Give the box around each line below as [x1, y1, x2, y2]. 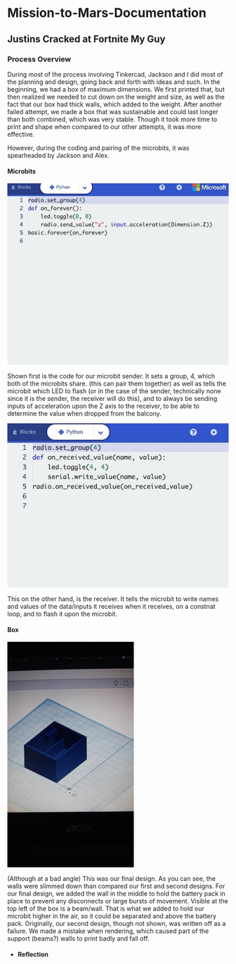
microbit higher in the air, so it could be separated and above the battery [7, 911, 216, 920]
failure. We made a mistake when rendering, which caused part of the [7, 927, 209, 935]
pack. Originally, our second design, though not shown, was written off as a [7, 919, 226, 927]
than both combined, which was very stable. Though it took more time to [7, 115, 218, 123]
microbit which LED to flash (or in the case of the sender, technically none [7, 386, 221, 395]
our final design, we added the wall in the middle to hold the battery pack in [7, 889, 226, 898]
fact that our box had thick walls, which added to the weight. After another [7, 100, 223, 109]
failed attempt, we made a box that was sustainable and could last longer [7, 107, 219, 116]
